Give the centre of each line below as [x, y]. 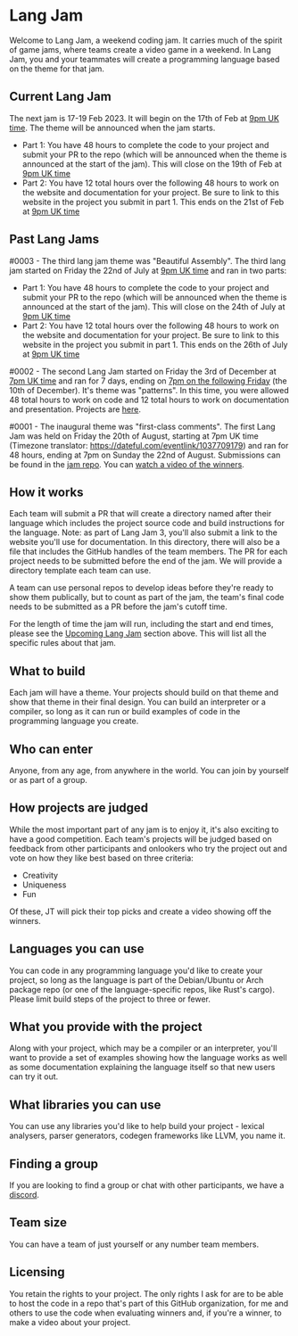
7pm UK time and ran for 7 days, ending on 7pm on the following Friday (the [148, 381]
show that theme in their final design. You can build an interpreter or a [137, 702]
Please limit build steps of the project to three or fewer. [110, 999]
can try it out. [34, 1076]
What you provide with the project [106, 1027]
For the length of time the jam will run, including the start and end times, [141, 624]
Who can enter [51, 749]
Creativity [40, 875]
